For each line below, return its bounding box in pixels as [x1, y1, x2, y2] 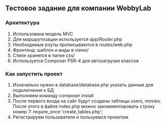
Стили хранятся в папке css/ [12, 52, 75, 58]
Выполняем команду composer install [12, 92, 94, 98]
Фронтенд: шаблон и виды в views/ [12, 47, 89, 53]
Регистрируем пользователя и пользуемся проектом [12, 114, 128, 120]
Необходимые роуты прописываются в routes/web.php [12, 41, 133, 48]
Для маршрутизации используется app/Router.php [12, 36, 122, 42]
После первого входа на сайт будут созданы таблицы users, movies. [12, 98, 161, 104]
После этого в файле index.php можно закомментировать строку [12, 103, 155, 109]
